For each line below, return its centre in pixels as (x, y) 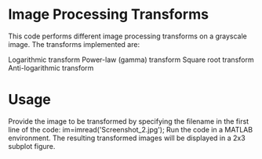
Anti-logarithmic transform (51, 67)
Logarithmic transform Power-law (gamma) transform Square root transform (131, 60)
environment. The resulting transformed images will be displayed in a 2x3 (127, 138)
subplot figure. (32, 146)
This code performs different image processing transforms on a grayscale (127, 36)
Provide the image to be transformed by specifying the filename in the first (129, 121)
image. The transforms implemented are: (74, 44)
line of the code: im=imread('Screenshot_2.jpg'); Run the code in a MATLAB (131, 129)
